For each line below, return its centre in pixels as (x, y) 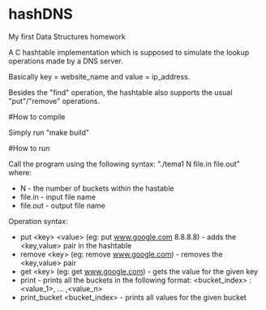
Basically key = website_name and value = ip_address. (99, 76)
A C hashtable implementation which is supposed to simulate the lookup (129, 52)
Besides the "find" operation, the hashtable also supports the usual (120, 92)
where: (20, 172)
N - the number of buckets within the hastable (97, 188)
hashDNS (41, 14)
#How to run (29, 148)
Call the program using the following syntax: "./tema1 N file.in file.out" (124, 164)
